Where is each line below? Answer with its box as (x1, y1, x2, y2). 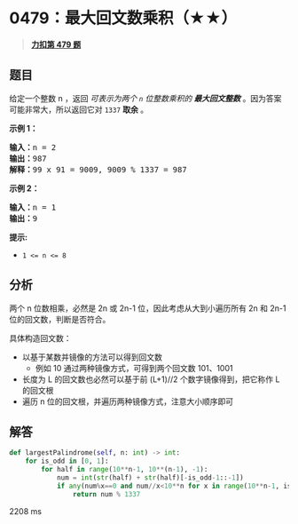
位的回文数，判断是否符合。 (9, 314, 111, 324)
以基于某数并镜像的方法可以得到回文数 (21, 352, 162, 362)
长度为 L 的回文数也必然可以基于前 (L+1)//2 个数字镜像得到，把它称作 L (21, 374, 280, 385)
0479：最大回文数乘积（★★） (9, 8, 238, 28)
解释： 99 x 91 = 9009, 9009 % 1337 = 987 (9, 164, 188, 174)
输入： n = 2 (9, 142, 57, 152)
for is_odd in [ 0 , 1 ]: (25, 457, 109, 466)
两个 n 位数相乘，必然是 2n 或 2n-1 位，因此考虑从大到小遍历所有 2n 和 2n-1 (9, 303, 286, 314)
